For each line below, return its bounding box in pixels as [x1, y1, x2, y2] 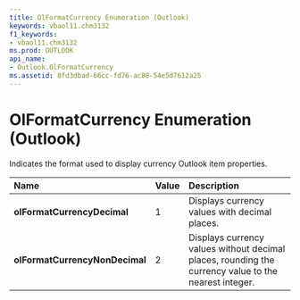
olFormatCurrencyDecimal [13, 205, 129, 218]
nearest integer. [188, 276, 255, 288]
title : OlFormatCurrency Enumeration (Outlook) [9, 12, 190, 22]
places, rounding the [188, 254, 275, 266]
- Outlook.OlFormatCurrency [9, 63, 114, 72]
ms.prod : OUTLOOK [9, 46, 74, 55]
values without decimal [188, 242, 286, 254]
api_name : [9, 54, 46, 63]
